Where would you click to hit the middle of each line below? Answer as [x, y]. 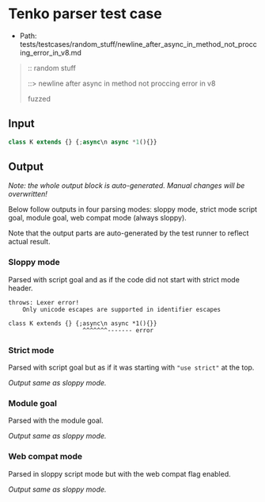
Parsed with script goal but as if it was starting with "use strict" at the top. [131, 368]
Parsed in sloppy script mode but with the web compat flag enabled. [119, 473]
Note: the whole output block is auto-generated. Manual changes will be [127, 186]
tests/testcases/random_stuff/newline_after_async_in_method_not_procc [138, 44]
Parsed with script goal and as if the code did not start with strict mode [124, 279]
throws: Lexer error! [44, 302]
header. [21, 288]
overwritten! [28, 194]
